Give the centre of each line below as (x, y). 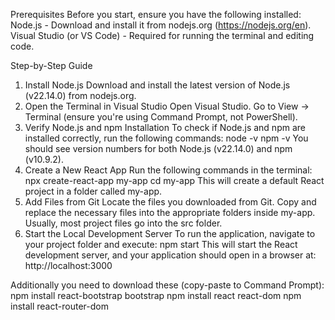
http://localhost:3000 (68, 265)
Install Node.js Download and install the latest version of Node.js (157, 85)
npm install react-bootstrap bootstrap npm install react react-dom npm (156, 295)
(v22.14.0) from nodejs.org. (80, 95)
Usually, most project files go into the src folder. (123, 223)
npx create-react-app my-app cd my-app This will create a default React (174, 180)
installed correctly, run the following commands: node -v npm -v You (166, 138)
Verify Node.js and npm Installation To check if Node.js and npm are (165, 127)
